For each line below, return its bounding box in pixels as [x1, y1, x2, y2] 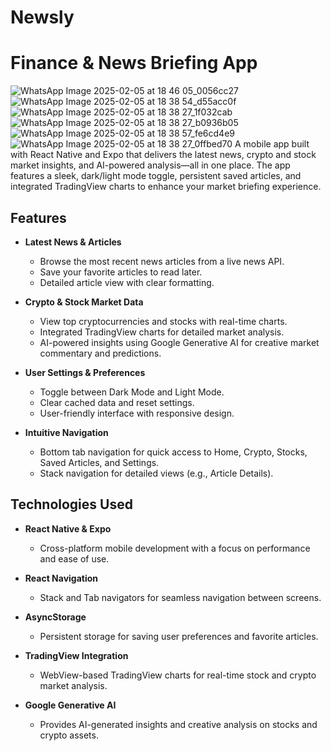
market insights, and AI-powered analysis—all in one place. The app [10, 159, 291, 171]
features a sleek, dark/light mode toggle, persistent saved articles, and [10, 170, 302, 182]
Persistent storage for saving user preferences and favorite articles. [39, 630, 319, 642]
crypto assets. [39, 729, 99, 741]
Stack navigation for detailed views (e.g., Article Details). [39, 467, 274, 479]
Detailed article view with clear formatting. [39, 276, 215, 288]
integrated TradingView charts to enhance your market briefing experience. [10, 181, 322, 193]
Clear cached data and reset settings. [39, 396, 195, 408]
